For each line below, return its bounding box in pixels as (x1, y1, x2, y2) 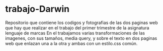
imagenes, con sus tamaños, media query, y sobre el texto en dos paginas (5, 35, 158, 41)
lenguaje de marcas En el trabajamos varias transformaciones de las (5, 30, 145, 36)
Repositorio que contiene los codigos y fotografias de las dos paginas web (5, 20, 158, 25)
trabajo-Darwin (5, 3, 70, 15)
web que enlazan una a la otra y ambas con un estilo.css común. (5, 40, 138, 46)
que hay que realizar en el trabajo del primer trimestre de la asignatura (5, 25, 150, 30)
